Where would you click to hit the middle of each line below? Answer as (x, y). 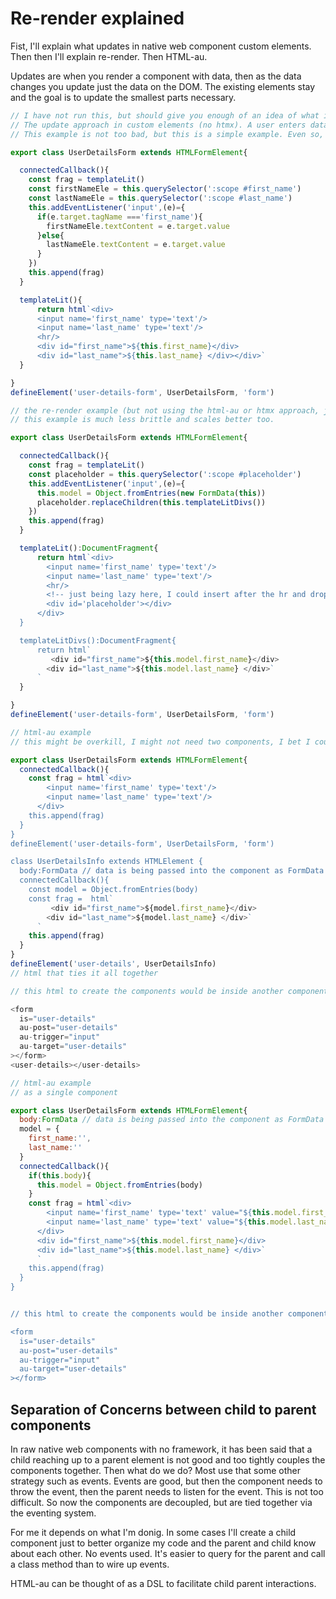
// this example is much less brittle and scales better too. (142, 420)
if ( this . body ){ (60, 1175)
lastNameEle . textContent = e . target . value (136, 245)
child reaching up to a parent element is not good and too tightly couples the (168, 1460)
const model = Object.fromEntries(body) (113, 890)
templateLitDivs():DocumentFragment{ (98, 640)
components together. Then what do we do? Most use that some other (155, 1470)
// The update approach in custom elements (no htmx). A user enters (158, 125)
